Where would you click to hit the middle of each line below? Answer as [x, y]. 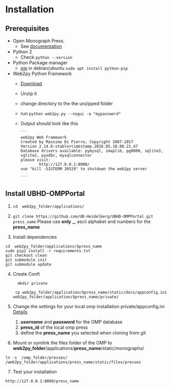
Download [31, 84]
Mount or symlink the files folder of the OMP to [62, 343]
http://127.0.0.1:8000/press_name [42, 381]
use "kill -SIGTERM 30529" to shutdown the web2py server [84, 169]
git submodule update [28, 264]
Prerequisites [27, 29]
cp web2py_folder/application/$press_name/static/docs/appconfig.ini [91, 292]
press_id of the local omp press [54, 327]
